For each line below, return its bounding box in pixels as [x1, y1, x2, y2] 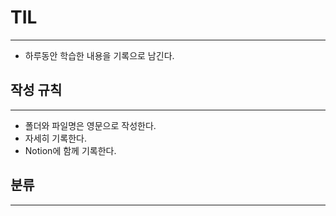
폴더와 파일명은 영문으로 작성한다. [24, 119, 157, 131]
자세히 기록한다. [24, 132, 87, 144]
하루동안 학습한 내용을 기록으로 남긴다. [24, 49, 175, 61]
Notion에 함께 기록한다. [24, 144, 117, 156]
